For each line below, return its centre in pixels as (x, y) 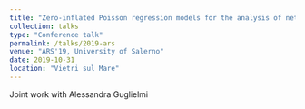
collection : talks (44, 26)
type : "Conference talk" (56, 35)
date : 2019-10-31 (42, 60)
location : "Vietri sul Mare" (64, 69)
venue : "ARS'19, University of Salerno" (87, 52)
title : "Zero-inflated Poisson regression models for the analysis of (146, 18)
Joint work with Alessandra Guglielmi (79, 94)
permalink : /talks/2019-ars (63, 43)
